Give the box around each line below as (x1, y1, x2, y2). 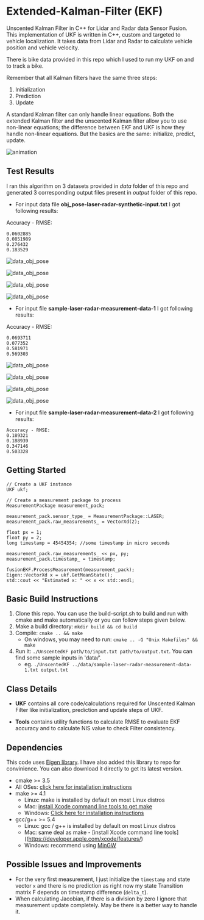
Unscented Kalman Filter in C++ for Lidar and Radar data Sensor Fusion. (6, 24, 188, 32)
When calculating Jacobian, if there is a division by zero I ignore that (15, 895, 187, 902)
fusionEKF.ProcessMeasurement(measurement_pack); (6, 566, 135, 573)
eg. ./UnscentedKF (24, 661, 70, 668)
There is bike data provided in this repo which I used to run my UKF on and (6, 56, 194, 63)
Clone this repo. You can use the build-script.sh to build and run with (15, 610, 188, 617)
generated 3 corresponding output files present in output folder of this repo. (6, 189, 197, 196)
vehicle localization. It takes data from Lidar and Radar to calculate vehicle (6, 37, 193, 45)
